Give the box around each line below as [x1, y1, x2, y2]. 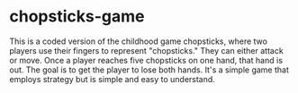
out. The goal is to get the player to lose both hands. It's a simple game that [9, 64, 290, 75]
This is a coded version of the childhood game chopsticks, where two [9, 36, 268, 46]
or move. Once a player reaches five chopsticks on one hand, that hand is [9, 55, 284, 65]
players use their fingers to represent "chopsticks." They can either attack [9, 45, 284, 55]
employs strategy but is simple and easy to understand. [9, 73, 216, 84]
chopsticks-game [9, 6, 145, 27]
